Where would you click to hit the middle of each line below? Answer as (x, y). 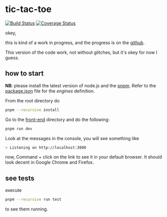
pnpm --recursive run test (33, 199)
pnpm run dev (19, 129)
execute (14, 190)
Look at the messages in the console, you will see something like (72, 138)
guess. (12, 58)
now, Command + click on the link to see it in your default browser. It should (83, 157)
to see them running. (27, 209)
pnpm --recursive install (32, 110)
